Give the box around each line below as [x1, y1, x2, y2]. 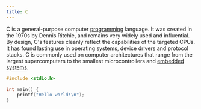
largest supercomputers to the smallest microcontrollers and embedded [6, 57, 185, 64]
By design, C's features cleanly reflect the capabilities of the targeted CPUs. [6, 38, 196, 45]
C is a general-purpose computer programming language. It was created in [6, 25, 193, 33]
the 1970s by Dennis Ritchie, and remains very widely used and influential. [6, 31, 190, 39]
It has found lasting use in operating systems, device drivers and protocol [6, 45, 188, 52]
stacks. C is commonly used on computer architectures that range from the [6, 51, 193, 58]
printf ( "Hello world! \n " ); [17, 92, 85, 98]
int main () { [6, 86, 39, 92]
